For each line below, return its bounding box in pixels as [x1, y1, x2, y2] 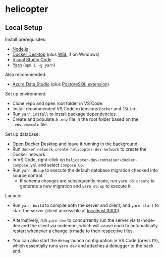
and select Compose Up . [38, 162, 84, 168]
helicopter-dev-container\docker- [66, 158, 138, 163]
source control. [12, 172, 44, 178]
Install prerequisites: [5, 36, 47, 42]
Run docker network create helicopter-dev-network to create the [12, 146, 147, 152]
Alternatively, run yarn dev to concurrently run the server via [12, 217, 136, 223]
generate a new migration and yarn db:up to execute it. [19, 183, 132, 189]
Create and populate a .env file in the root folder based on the [12, 116, 139, 122]
